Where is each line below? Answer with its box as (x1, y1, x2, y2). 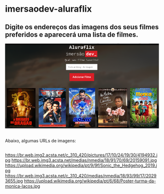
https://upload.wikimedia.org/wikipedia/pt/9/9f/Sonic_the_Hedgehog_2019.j (5, 162, 157, 168)
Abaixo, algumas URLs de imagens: (5, 138, 77, 144)
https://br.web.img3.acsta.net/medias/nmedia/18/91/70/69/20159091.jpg (11, 157, 157, 163)
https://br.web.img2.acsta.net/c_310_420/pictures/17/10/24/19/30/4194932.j (5, 152, 158, 158)
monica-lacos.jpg (5, 183, 41, 189)
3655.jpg (5, 178, 23, 184)
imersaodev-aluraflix (5, 3, 92, 15)
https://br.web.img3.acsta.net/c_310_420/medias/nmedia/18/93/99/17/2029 (5, 173, 157, 178)
